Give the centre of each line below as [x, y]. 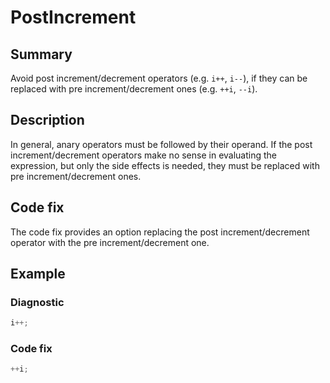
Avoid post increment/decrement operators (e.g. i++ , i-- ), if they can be [159, 78]
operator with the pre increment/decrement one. [110, 242]
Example [38, 274]
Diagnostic [37, 302]
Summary [41, 54]
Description [47, 120]
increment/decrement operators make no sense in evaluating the [144, 155]
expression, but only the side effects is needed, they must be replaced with [165, 165]
